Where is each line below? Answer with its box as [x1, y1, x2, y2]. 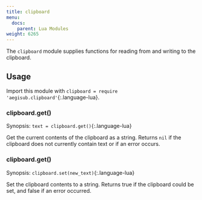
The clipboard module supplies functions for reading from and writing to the [6, 47, 196, 55]
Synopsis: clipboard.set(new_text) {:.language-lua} [6, 169, 134, 176]
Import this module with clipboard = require [6, 87, 118, 94]
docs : [11, 20, 26, 26]
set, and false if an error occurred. [6, 187, 92, 194]
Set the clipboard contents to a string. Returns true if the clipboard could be [6, 181, 194, 188]
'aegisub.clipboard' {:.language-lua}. [6, 94, 100, 101]
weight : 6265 [6, 31, 39, 37]
